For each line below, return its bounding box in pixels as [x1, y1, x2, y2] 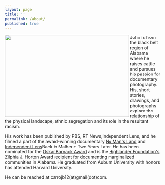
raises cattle [130, 61, 155, 67]
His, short [130, 87, 150, 93]
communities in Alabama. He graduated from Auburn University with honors [5, 159, 160, 165]
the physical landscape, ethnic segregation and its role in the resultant [5, 118, 149, 124]
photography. [130, 82, 158, 88]
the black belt [130, 40, 158, 46]
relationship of [130, 113, 160, 119]
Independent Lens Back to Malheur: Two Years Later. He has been [5, 144, 139, 149]
